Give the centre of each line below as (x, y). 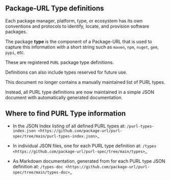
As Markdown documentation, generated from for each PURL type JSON (89, 161)
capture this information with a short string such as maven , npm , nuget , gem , (82, 47)
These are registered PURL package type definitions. (60, 62)
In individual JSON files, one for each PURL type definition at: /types (84, 146)
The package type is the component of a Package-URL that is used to (79, 41)
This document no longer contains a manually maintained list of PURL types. (85, 82)
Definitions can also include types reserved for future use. (66, 72)
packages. (16, 31)
